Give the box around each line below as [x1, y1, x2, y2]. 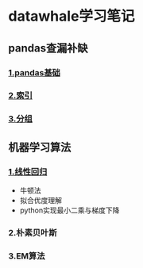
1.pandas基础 [8, 67, 61, 78]
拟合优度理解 [19, 196, 62, 205]
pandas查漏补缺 [8, 41, 88, 55]
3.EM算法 [8, 251, 45, 262]
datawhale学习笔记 [8, 7, 135, 25]
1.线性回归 [8, 166, 48, 177]
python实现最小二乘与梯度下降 [19, 205, 120, 215]
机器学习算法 [8, 140, 71, 154]
